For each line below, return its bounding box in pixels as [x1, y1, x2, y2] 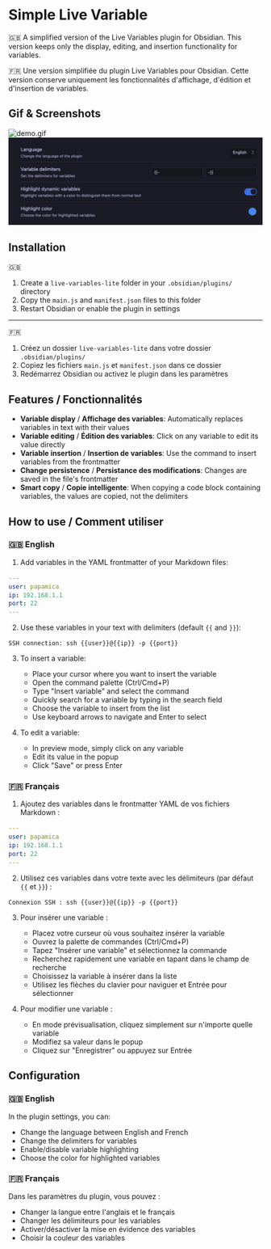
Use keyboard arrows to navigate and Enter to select [31, 712, 207, 722]
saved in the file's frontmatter [19, 475, 119, 484]
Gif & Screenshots [8, 107, 102, 120]
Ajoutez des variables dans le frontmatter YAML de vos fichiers [19, 799, 230, 809]
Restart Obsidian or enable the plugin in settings [19, 304, 181, 314]
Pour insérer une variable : [19, 912, 109, 922]
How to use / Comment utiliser [8, 515, 164, 529]
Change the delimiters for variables [19, 1136, 137, 1146]
